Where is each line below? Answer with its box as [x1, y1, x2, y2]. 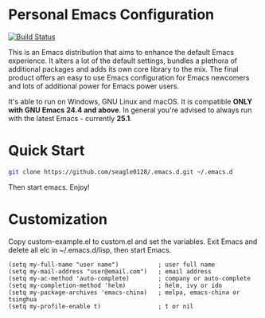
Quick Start [8, 142, 85, 160]
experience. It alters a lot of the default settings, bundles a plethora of [8, 56, 237, 65]
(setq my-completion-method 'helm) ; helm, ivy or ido [8, 281, 223, 289]
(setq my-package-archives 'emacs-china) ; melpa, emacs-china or [8, 289, 240, 296]
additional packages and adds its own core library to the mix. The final [8, 64, 239, 73]
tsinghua [8, 295, 37, 304]
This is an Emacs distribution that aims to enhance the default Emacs [8, 47, 235, 57]
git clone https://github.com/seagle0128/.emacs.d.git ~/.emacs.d [8, 167, 233, 176]
